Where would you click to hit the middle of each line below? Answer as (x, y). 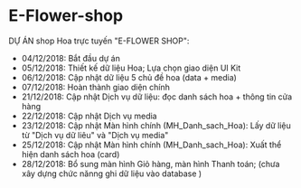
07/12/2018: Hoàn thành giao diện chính (96, 87)
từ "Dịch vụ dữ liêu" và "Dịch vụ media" (95, 135)
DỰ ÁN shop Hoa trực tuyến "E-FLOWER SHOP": (99, 41)
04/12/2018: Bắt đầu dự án (71, 58)
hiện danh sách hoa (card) (71, 154)
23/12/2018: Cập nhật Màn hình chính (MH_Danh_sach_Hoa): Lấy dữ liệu (156, 125)
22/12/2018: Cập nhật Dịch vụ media (89, 116)
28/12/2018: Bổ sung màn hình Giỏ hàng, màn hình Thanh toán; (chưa (150, 164)
